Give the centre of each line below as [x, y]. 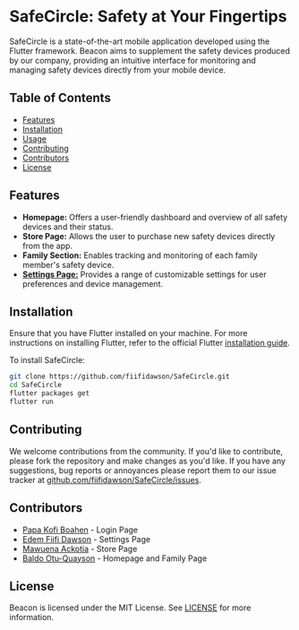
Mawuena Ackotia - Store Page [80, 548]
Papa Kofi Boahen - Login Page [80, 530]
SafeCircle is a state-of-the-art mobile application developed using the [140, 41]
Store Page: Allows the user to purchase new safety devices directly [149, 236]
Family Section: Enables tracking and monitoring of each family [140, 255]
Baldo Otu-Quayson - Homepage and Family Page [115, 558]
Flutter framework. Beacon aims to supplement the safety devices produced [150, 50]
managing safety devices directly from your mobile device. [118, 70]
